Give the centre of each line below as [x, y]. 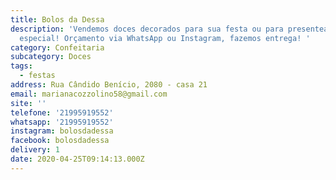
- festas [37, 76]
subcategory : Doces [51, 57]
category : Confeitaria [57, 47]
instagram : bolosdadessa [62, 131]
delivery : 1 [35, 150]
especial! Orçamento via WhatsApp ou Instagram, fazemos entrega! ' [165, 38]
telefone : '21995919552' [62, 112]
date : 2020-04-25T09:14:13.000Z [77, 159]
